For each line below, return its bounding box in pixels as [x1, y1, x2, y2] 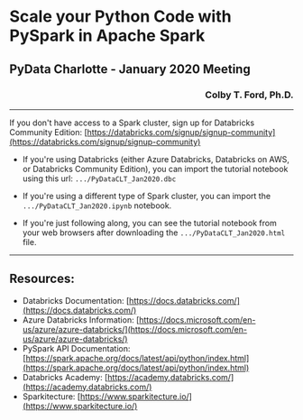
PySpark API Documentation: [22, 342, 131, 353]
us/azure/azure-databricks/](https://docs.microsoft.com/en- [22, 324, 248, 334]
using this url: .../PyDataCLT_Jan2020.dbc [22, 173, 177, 184]
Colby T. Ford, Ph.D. [205, 88, 294, 101]
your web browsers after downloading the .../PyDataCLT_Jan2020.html [22, 227, 286, 238]
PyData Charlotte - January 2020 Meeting [9, 61, 251, 77]
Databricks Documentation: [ [22, 295, 130, 306]
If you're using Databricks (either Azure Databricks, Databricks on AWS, [22, 153, 290, 164]
